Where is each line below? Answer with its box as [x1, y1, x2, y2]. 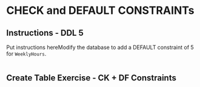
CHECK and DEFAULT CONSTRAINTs [6, 4, 195, 18]
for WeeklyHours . [6, 50, 47, 57]
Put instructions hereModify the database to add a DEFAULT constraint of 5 [6, 43, 194, 51]
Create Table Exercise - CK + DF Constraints [6, 73, 177, 83]
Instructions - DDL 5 [6, 28, 84, 38]
